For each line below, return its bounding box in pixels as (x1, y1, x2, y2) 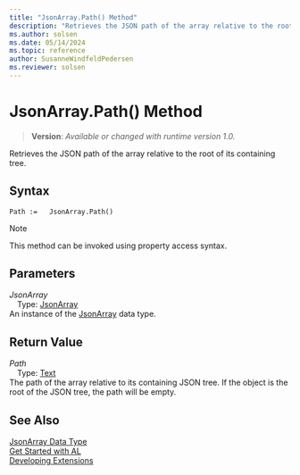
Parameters (9, 266, 76, 281)
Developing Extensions (9, 455, 94, 466)
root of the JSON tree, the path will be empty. (9, 387, 177, 397)
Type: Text (17, 368, 56, 379)
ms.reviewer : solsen (9, 63, 87, 72)
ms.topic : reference (9, 46, 87, 55)
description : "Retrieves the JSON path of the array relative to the (9, 21, 274, 30)
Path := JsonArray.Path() (9, 207, 114, 216)
